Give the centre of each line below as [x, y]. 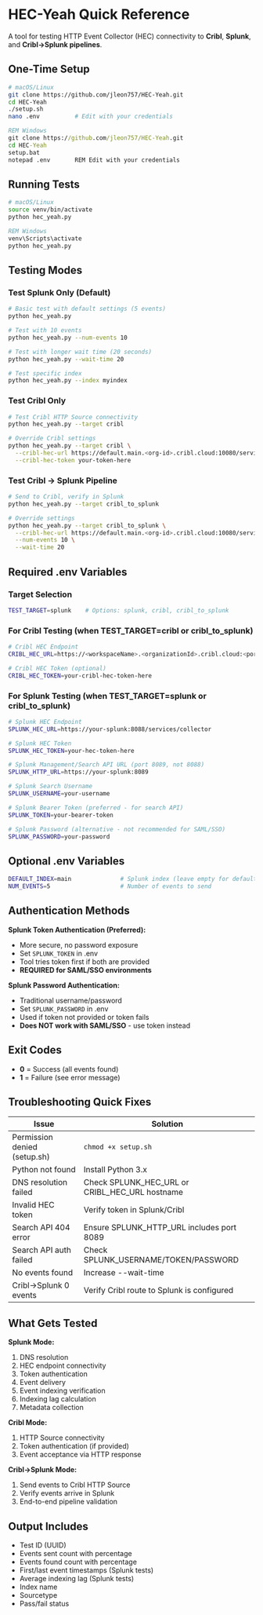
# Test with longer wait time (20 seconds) [80, 352]
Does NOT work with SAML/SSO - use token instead [105, 1025]
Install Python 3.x [115, 1170]
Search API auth [42, 1250]
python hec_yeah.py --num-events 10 [68, 338]
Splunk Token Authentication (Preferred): [77, 930]
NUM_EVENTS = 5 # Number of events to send [110, 886]
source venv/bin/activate [50, 210]
